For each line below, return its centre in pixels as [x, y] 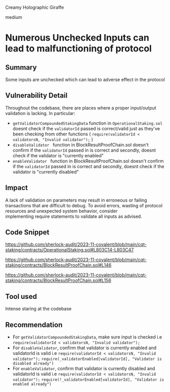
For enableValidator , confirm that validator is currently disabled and [84, 369]
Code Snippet [27, 232]
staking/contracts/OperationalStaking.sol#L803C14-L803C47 [70, 250]
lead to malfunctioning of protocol [79, 49]
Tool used [21, 297]
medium [14, 17]
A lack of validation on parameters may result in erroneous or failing [76, 200]
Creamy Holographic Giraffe [35, 7]
